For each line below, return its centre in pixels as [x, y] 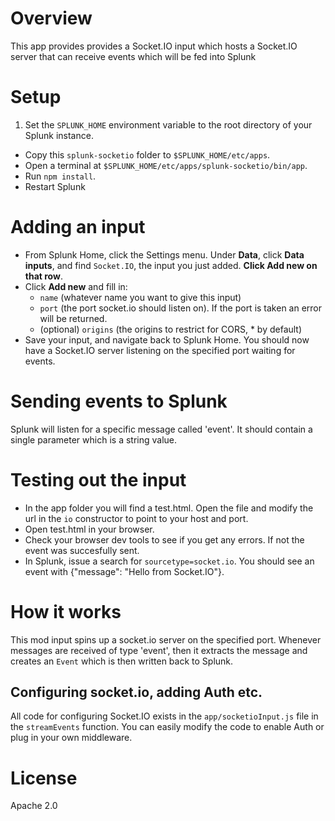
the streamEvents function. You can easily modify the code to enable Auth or [167, 727]
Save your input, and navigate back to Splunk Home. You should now [167, 339]
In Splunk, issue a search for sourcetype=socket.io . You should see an [169, 561]
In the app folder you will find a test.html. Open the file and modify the [169, 508]
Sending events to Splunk [119, 401]
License [44, 778]
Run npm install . [60, 176]
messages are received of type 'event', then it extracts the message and [159, 650]
